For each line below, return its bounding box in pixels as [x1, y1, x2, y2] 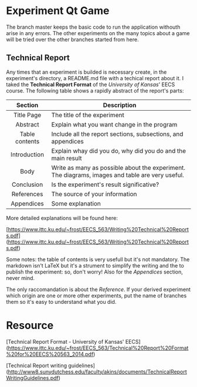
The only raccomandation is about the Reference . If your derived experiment [6, 286, 191, 293]
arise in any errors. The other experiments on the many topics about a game [6, 29, 190, 36]
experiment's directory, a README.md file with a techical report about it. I [6, 74, 184, 81]
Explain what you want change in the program [51, 120, 178, 128]
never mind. [6, 274, 35, 282]
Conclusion [11, 180, 43, 189]
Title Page [13, 111, 42, 119]
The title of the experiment [51, 111, 124, 119]
